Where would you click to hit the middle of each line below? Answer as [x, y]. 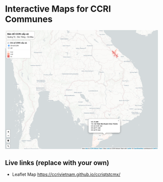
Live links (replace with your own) [57, 163]
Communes [29, 19]
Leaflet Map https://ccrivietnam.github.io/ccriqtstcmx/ [66, 174]
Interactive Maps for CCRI [58, 9]
